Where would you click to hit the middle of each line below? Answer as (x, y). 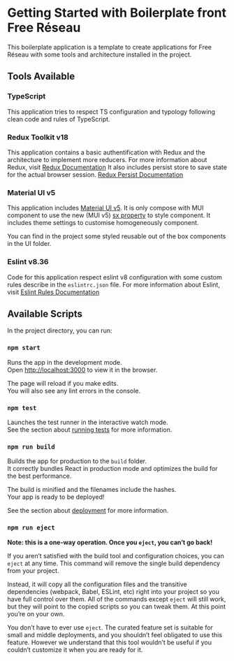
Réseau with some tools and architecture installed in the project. (100, 55)
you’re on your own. (36, 613)
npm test (22, 408)
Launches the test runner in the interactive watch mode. (88, 422)
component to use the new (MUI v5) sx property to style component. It (109, 215)
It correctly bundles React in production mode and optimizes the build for (112, 469)
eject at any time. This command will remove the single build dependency (114, 563)
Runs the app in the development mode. (65, 362)
